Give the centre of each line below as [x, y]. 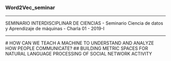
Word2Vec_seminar [30, 8]
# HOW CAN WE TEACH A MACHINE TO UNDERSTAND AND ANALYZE [80, 43]
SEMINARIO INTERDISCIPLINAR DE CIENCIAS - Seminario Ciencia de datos [84, 23]
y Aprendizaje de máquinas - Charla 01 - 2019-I [55, 29]
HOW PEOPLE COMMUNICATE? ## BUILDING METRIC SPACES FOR [77, 48]
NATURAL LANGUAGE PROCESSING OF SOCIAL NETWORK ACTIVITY [79, 54]
